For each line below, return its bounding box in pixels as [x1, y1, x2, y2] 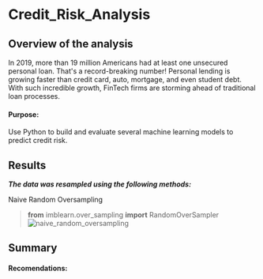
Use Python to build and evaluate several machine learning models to [8, 127, 234, 137]
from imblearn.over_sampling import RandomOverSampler [27, 210, 220, 220]
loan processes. [8, 92, 61, 100]
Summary [8, 241, 58, 254]
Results [8, 158, 47, 172]
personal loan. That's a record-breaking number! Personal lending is [8, 66, 231, 76]
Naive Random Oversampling [8, 195, 103, 205]
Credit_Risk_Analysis [8, 6, 151, 24]
